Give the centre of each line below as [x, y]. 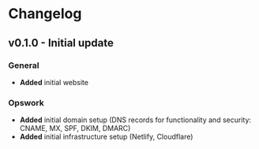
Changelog [45, 14]
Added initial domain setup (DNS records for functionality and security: [135, 120]
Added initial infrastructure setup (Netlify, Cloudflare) [106, 137]
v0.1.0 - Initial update [61, 43]
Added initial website [54, 82]
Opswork [26, 102]
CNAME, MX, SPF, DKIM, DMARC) [75, 129]
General [24, 65]
